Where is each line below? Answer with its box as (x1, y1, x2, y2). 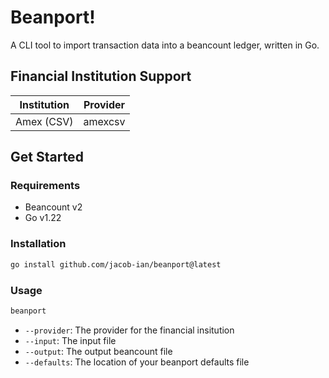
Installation (10, 237, 67, 251)
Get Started (10, 149, 84, 166)
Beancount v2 (24, 201, 83, 213)
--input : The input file (24, 334, 117, 346)
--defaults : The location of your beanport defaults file (24, 356, 250, 368)
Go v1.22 (24, 212, 62, 224)
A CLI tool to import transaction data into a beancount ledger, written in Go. (10, 39, 320, 51)
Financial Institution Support (10, 68, 192, 85)
